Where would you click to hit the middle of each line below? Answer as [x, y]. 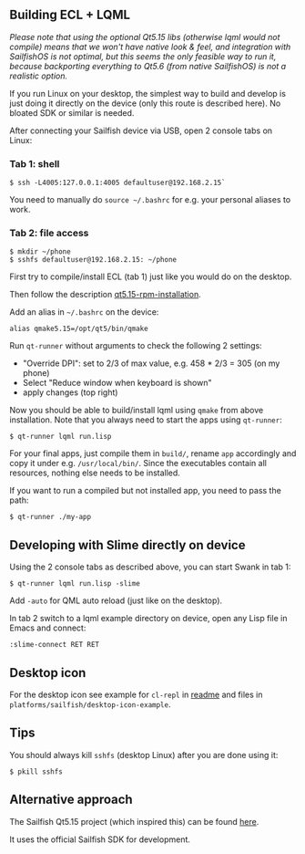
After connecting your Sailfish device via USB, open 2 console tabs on [141, 130]
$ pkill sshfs [36, 771]
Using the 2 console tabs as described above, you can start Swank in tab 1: [150, 567]
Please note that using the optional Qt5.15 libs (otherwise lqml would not [145, 36]
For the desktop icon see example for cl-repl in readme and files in [136, 695]
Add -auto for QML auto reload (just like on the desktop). [116, 600]
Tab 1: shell [35, 163]
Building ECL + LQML [70, 15]
